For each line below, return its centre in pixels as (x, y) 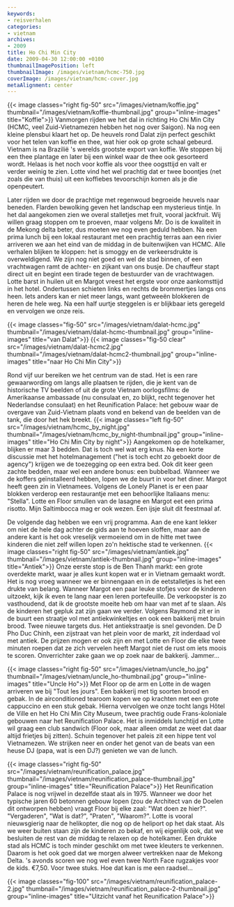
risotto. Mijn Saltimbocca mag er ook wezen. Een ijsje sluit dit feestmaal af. (114, 509)
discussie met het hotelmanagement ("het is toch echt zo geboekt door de (114, 457)
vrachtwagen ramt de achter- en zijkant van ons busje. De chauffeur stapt (113, 267)
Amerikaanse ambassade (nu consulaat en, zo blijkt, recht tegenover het (111, 398)
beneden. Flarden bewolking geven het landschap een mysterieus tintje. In (114, 207)
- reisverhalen (29, 20)
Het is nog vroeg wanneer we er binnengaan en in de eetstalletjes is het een (116, 582)
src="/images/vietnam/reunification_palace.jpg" (76, 772)
